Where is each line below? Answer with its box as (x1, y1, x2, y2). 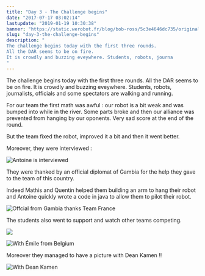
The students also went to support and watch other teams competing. (6, 216, 182, 224)
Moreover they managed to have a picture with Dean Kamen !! (6, 251, 162, 259)
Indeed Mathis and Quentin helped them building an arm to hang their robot (6, 186, 196, 194)
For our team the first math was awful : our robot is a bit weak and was (6, 101, 184, 108)
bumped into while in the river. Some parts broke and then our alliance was (6, 108, 195, 115)
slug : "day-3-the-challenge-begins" (6, 32, 99, 38)
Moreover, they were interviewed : (6, 144, 93, 152)
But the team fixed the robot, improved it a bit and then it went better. (6, 132, 180, 140)
